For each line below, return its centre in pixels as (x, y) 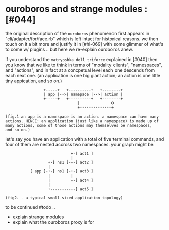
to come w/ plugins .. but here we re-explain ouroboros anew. (69, 49)
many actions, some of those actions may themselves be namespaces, (79, 125)
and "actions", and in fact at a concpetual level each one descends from (80, 70)
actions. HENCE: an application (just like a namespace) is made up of (82, 121)
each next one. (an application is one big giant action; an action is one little (83, 75)
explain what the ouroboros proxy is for (53, 222)
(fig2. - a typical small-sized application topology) (64, 198)
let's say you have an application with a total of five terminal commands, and (85, 139)
